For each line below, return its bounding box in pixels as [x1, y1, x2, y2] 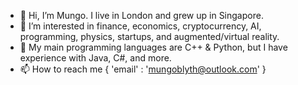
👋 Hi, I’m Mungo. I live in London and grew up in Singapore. [19, 10, 264, 21]
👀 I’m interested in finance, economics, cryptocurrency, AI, [19, 20, 262, 32]
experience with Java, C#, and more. [19, 52, 172, 64]
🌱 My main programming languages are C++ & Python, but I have [19, 41, 288, 53]
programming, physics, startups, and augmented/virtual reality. [19, 31, 280, 42]
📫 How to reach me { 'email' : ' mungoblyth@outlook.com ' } [19, 63, 267, 75]
